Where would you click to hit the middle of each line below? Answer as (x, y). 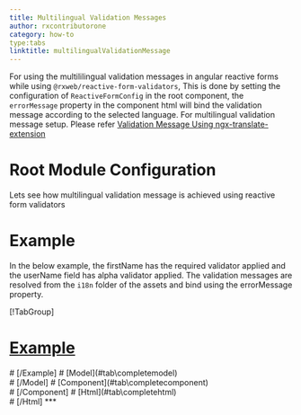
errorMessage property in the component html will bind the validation (136, 105)
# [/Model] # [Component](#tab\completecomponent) (109, 382)
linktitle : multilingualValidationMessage (90, 51)
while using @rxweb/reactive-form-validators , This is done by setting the (145, 86)
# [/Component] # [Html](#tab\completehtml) (93, 392)
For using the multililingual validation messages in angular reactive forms (144, 76)
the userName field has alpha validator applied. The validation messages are (151, 275)
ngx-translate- (242, 124)
